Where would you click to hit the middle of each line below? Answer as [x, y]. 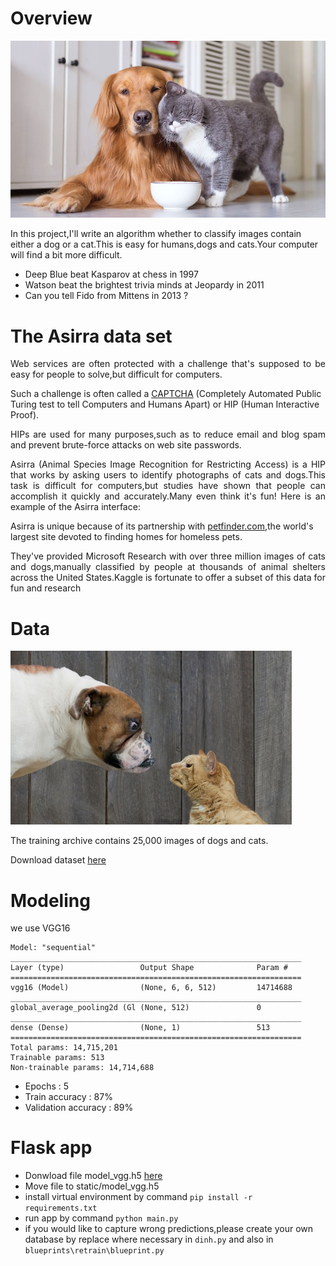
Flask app [51, 1148]
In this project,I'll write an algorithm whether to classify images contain [156, 234]
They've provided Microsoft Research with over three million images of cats [168, 556]
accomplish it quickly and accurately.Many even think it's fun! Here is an [168, 496]
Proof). [25, 415]
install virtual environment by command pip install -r [138, 1197]
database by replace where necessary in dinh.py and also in [149, 1239]
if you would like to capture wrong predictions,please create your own [169, 1229]
